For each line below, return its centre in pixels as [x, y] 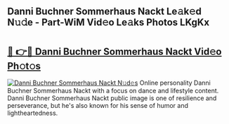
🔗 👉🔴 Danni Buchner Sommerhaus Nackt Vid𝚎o [115, 51]
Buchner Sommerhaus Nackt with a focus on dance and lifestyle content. [113, 91]
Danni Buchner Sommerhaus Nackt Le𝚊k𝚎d [104, 12]
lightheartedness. [33, 113]
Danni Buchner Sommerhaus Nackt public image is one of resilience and [112, 98]
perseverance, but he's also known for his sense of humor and [98, 105]
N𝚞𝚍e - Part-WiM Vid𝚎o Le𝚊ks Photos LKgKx [108, 23]
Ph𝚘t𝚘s [24, 66]
